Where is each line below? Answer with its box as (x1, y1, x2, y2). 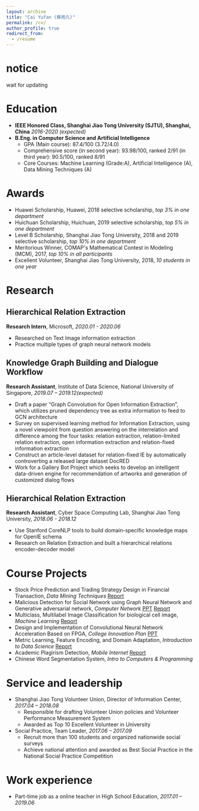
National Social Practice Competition (23, 752, 114, 759)
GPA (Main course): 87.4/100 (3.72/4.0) (23, 141, 120, 148)
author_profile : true (6, 25, 60, 31)
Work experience (6, 773, 93, 787)
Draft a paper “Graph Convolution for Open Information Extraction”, (14, 401, 179, 408)
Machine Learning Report (14, 618, 78, 625)
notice (6, 62, 38, 75)
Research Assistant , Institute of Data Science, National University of (6, 383, 174, 390)
